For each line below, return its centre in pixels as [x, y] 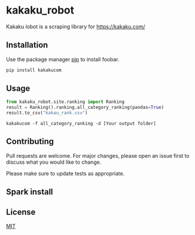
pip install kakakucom [34, 70]
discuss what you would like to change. [54, 162]
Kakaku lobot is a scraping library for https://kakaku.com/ [76, 27]
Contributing [30, 142]
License [21, 212]
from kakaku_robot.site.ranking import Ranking [65, 102]
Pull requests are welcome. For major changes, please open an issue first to [98, 155]
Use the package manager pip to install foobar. [63, 59]
